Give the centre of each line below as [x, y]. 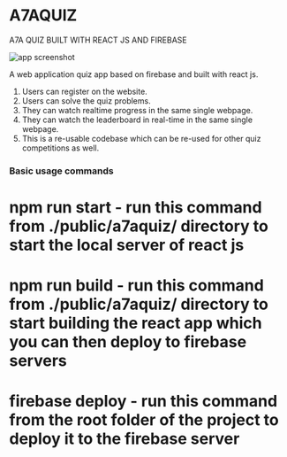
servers [38, 361]
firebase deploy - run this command [143, 402]
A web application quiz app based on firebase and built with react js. [134, 74]
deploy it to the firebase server [125, 439]
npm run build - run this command [137, 286]
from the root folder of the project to [144, 420]
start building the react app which [136, 323]
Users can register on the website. [84, 91]
